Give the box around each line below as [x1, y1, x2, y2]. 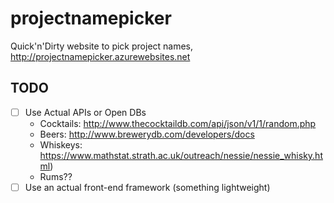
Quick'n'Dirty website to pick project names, [10, 40, 194, 52]
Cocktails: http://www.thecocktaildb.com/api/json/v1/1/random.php [39, 117, 317, 129]
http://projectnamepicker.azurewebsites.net [10, 50, 191, 62]
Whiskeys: [39, 138, 83, 151]
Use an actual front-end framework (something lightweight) [24, 181, 271, 193]
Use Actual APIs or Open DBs [24, 106, 147, 118]
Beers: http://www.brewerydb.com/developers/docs [39, 128, 255, 140]
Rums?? [39, 170, 73, 182]
